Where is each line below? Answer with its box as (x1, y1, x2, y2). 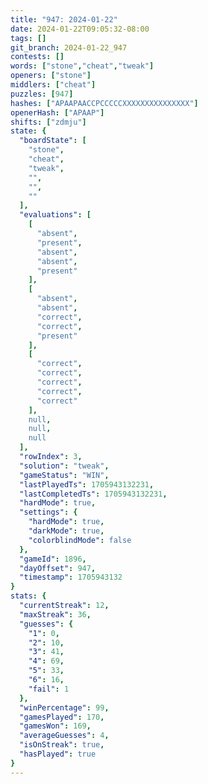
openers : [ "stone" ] (10, 71, 92, 81)
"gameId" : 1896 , (19, 554, 87, 564)
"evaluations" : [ (19, 210, 92, 220)
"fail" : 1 (28, 684, 70, 694)
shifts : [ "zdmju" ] (10, 117, 87, 127)
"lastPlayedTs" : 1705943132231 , (19, 479, 155, 490)
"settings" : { (19, 507, 78, 518)
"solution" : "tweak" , (19, 461, 110, 471)
